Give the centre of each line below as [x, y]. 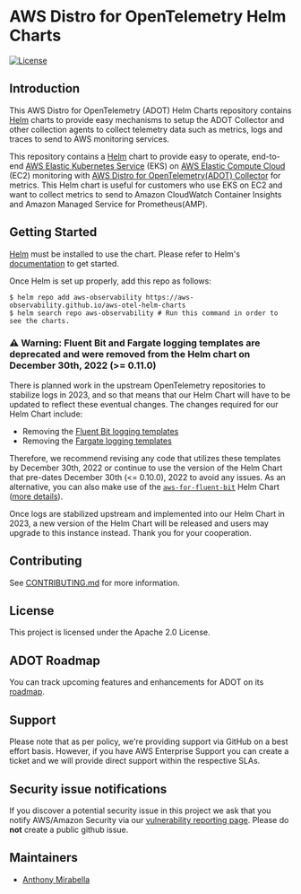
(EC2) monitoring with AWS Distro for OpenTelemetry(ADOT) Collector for [145, 175]
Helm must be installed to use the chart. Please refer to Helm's [125, 254]
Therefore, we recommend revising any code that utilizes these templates [145, 458]
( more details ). [36, 496]
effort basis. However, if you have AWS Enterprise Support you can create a [149, 751]
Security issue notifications [88, 789]
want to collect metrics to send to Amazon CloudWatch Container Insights [146, 194]
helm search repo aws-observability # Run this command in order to [148, 313]
